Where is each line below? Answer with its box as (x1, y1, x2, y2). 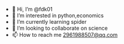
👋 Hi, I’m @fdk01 (11, 6, 53, 12)
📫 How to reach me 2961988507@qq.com (11, 32, 118, 38)
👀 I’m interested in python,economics (11, 12, 104, 19)
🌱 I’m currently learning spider (11, 18, 87, 25)
